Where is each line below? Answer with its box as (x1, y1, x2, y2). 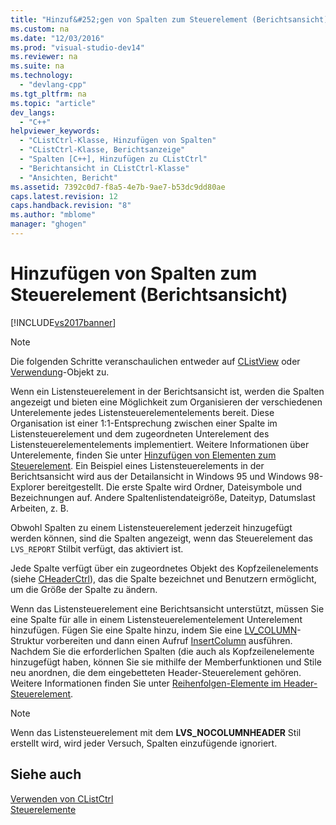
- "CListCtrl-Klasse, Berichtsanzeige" (19, 145, 186, 155)
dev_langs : (10, 107, 56, 118)
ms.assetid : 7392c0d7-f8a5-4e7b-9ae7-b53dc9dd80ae (10, 182, 226, 192)
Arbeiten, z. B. (10, 502, 70, 514)
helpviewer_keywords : (10, 126, 101, 136)
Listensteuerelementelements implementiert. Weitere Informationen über (10, 438, 310, 450)
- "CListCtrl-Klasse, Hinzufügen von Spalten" (19, 136, 217, 146)
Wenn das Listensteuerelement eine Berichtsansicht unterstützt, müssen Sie (10, 602, 325, 615)
